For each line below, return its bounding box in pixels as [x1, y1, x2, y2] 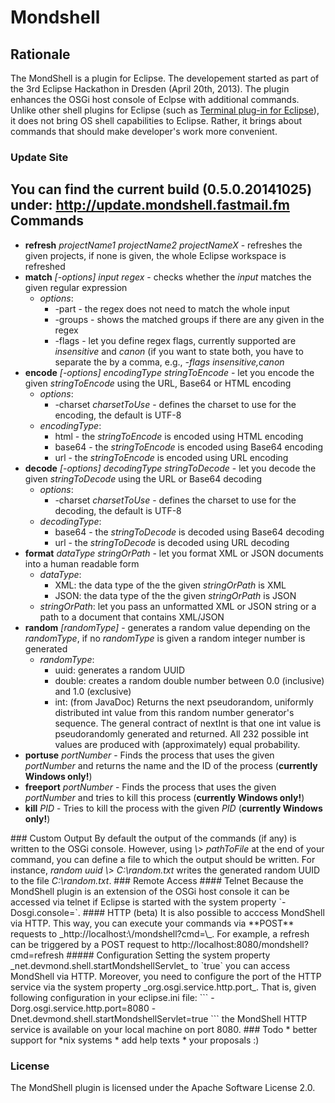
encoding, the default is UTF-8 [54, 409, 182, 421]
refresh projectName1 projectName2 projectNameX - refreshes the [24, 239, 303, 251]
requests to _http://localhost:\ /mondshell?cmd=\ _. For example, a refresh [10, 927, 310, 940]
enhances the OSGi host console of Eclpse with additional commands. [10, 94, 300, 105]
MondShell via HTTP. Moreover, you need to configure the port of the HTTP [10, 970, 322, 982]
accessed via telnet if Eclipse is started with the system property [10, 896, 277, 908]
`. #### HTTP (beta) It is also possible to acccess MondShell [74, 906, 325, 918]
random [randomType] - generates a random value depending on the [24, 621, 311, 633]
